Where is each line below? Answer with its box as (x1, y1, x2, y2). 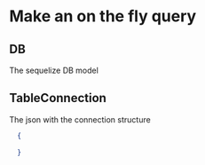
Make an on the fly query (9, 6, 197, 27)
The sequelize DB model (9, 65, 99, 75)
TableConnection (9, 90, 106, 106)
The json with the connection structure (9, 114, 151, 125)
